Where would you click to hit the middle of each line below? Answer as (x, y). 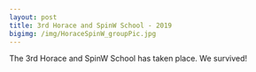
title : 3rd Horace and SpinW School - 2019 (91, 25)
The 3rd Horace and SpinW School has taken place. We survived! (128, 59)
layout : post (33, 17)
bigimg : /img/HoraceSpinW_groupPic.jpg (83, 33)
